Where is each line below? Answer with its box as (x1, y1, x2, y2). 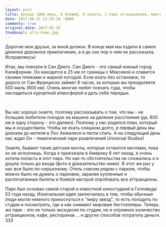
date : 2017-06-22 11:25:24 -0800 (5, 16, 74, 21)
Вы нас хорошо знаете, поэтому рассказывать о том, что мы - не (5, 109, 144, 115)
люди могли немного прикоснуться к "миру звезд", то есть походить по (5, 196, 158, 202)
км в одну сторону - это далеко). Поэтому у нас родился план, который (5, 119, 157, 125)
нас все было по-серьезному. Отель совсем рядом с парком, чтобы (5, 166, 150, 172)
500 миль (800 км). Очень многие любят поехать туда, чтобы (5, 85, 136, 90)
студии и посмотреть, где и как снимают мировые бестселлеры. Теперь (5, 202, 159, 207)
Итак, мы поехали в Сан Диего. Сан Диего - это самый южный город (5, 64, 152, 70)
